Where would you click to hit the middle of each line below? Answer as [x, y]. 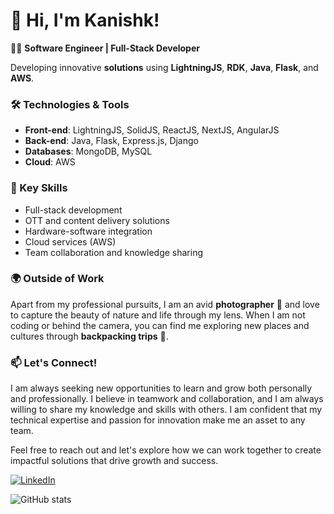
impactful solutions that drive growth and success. [114, 461]
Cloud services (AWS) [70, 241]
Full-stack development [73, 210]
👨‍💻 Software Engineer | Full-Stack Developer [105, 48]
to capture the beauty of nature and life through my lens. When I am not [158, 315]
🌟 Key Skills [39, 188]
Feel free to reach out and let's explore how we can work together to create [166, 450]
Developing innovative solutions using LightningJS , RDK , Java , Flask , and [164, 67]
